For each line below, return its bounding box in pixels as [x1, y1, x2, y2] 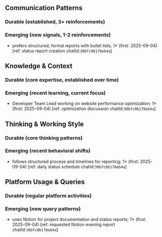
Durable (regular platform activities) [5, 192, 92, 199]
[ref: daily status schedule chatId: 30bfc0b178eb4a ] [27, 164, 127, 169]
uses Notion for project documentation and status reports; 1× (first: [12, 217, 147, 222]
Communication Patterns [5, 4, 83, 12]
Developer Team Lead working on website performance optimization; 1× [12, 101, 157, 107]
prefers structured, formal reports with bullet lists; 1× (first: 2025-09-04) [12, 42, 158, 48]
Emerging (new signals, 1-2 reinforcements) [5, 32, 111, 38]
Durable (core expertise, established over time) [5, 76, 119, 83]
